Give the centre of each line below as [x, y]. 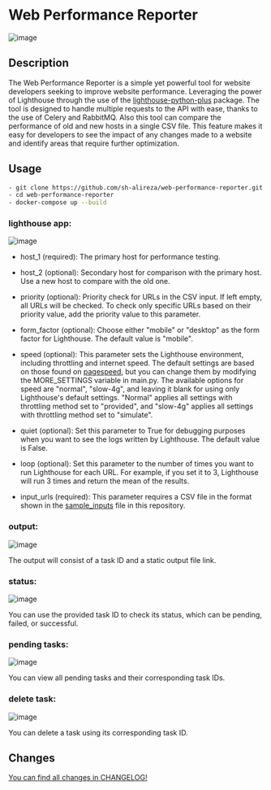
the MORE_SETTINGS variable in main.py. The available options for [132, 381]
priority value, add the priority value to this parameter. [110, 314]
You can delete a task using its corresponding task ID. [98, 732]
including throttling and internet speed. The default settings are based [137, 363]
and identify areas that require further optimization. [94, 143]
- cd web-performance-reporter [61, 195]
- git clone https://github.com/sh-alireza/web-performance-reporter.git [136, 188]
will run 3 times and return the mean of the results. [105, 481]
